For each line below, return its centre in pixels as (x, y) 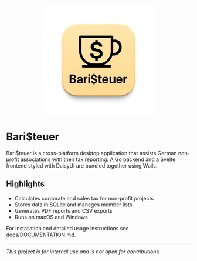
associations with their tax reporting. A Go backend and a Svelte (98, 159)
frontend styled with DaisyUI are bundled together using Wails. (82, 165)
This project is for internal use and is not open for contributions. (83, 252)
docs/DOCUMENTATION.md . (41, 235)
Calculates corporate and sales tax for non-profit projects (84, 198)
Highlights (26, 184)
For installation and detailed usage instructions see (67, 228)
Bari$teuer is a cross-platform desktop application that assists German (91, 153)
